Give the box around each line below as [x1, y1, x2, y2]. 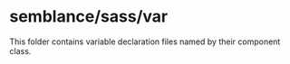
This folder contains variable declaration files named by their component [9, 36, 281, 47]
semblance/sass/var [9, 6, 169, 27]
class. [9, 45, 32, 56]
